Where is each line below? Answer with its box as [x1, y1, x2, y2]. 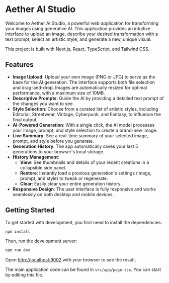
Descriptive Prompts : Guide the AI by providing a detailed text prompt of [12, 95, 164, 101]
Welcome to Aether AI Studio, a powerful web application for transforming [5, 20, 159, 26]
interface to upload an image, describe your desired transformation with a [5, 31, 158, 37]
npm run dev [5, 248, 30, 253]
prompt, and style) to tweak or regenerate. [20, 175, 108, 181]
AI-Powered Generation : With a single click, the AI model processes [12, 122, 155, 128]
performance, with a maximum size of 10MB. [12, 89, 105, 96]
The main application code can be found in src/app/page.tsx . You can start [5, 266, 161, 272]
